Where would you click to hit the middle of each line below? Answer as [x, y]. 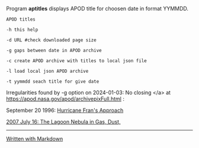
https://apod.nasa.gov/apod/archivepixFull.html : [65, 99]
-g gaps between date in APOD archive [54, 50]
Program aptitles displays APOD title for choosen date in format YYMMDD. [97, 9]
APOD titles [21, 20]
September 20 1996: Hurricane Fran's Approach [65, 110]
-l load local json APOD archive [47, 71]
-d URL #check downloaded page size [51, 40]
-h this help [22, 30]
